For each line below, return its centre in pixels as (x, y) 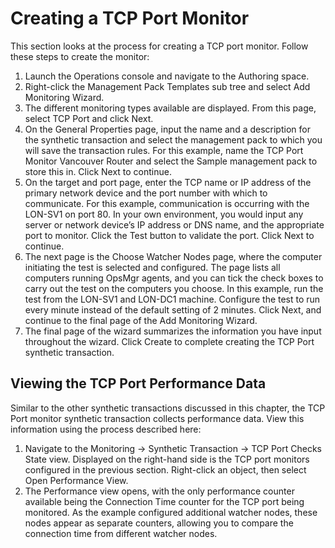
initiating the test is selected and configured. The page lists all (152, 267)
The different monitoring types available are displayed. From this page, (170, 108)
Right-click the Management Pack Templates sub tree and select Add (167, 86)
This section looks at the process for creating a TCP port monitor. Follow (159, 46)
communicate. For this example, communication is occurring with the (167, 203)
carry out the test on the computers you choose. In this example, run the (174, 288)
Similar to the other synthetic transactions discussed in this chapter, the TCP (168, 408)
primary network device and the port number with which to (146, 193)
